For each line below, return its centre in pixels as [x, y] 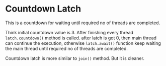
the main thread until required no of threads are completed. [67, 48]
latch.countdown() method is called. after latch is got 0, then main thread [81, 38]
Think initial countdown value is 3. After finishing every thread [69, 32]
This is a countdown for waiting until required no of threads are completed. [83, 23]
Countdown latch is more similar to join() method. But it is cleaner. [75, 58]
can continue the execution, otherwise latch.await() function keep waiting [83, 43]
